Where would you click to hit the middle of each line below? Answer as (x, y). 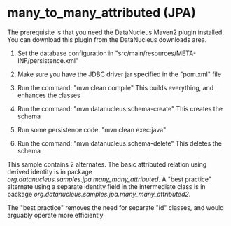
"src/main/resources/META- (156, 53)
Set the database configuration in (65, 53)
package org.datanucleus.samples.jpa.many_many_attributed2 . (99, 194)
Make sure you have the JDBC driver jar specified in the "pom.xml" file (119, 74)
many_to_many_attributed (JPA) (101, 13)
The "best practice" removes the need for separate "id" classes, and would (115, 207)
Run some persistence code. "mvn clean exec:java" (92, 129)
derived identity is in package (50, 171)
